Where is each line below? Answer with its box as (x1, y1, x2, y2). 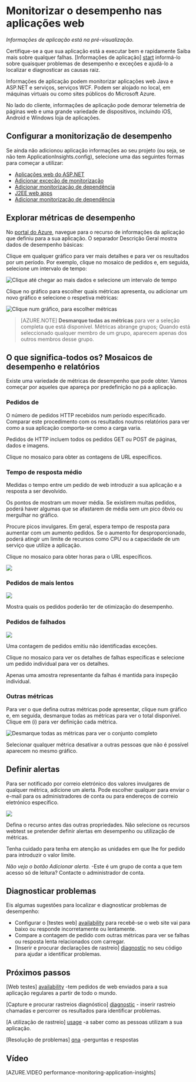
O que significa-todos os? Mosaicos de (6, 352, 153, 363)
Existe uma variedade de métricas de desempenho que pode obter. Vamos (6, 377, 187, 384)
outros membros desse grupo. (20, 336, 94, 343)
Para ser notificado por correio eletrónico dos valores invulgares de (6, 780, 170, 787)
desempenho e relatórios (6, 361, 100, 371)
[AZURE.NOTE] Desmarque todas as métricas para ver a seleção (20, 317, 180, 324)
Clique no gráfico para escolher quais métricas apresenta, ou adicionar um (6, 287, 188, 295)
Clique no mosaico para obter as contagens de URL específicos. (6, 453, 162, 460)
